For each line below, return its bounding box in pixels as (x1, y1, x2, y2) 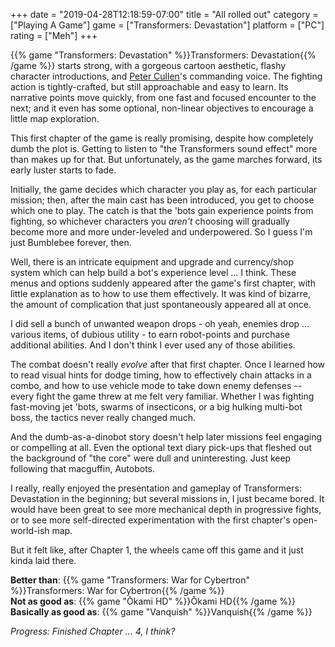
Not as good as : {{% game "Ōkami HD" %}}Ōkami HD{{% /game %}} (10, 595, 297, 607)
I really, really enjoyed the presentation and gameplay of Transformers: (10, 482, 302, 494)
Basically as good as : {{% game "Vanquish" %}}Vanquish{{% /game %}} (10, 606, 313, 618)
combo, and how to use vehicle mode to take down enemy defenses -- (10, 380, 303, 391)
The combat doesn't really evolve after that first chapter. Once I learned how (10, 359, 326, 370)
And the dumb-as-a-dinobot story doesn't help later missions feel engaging (10, 431, 323, 443)
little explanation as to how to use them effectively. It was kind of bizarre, (10, 288, 311, 299)
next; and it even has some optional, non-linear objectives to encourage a (10, 102, 314, 114)
